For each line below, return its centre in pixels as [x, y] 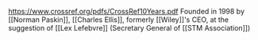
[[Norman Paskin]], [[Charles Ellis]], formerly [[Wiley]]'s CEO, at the [119, 20]
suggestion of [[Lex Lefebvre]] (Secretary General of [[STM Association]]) [129, 28]
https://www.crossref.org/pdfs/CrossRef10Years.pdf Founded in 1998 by [126, 11]
